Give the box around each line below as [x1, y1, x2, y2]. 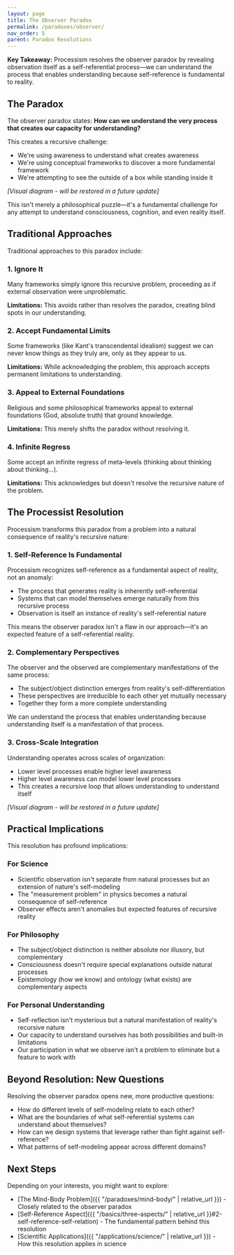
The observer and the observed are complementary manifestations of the [7, 664, 219, 672]
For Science [7, 859, 49, 869]
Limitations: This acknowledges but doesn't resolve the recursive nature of [7, 478, 225, 487]
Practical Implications [7, 823, 104, 836]
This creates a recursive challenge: [7, 137, 108, 145]
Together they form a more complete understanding [17, 699, 167, 708]
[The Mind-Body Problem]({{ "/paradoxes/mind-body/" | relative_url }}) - [17, 1195, 227, 1203]
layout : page [7, 10, 45, 17]
